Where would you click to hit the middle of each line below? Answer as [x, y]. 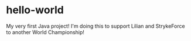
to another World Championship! [45, 32]
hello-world [35, 10]
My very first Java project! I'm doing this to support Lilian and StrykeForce [96, 26]
